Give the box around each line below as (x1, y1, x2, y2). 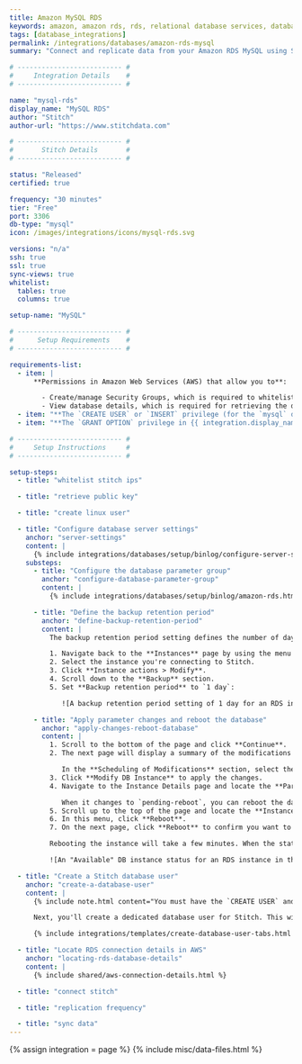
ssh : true (9, 253, 47, 262)
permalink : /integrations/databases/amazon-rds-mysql (9, 38, 216, 48)
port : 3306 (9, 212, 50, 221)
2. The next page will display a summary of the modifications (49, 749, 292, 758)
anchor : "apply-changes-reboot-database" (41, 724, 200, 733)
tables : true (17, 286, 67, 295)
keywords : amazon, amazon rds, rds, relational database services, (9, 22, 268, 31)
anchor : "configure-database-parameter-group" (41, 575, 219, 584)
